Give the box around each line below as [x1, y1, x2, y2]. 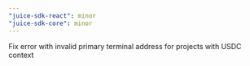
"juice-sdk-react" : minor [8, 11, 96, 20]
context [8, 50, 34, 60]
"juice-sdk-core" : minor [8, 19, 93, 27]
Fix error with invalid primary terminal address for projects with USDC [8, 41, 242, 51]
